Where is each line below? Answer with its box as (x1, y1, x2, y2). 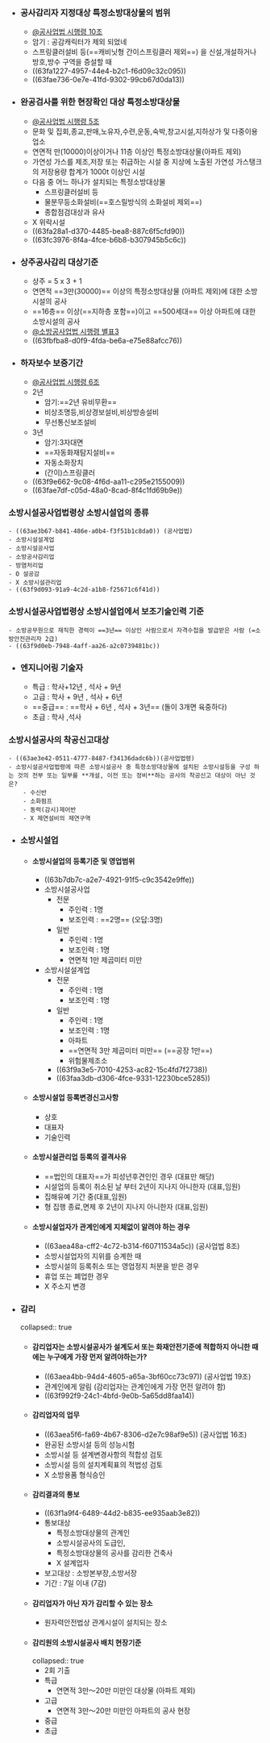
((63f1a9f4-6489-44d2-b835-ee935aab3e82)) (44, 1508, 201, 1518)
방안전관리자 (8, 634, 42, 643)
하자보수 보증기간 (19, 357, 84, 368)
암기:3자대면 (44, 438, 84, 447)
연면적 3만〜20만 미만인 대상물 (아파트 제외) (56, 1686, 196, 1695)
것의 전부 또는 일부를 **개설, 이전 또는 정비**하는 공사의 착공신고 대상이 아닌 (17, 772, 247, 780)
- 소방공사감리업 (8, 553, 55, 561)
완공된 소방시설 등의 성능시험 (44, 1439, 135, 1449)
